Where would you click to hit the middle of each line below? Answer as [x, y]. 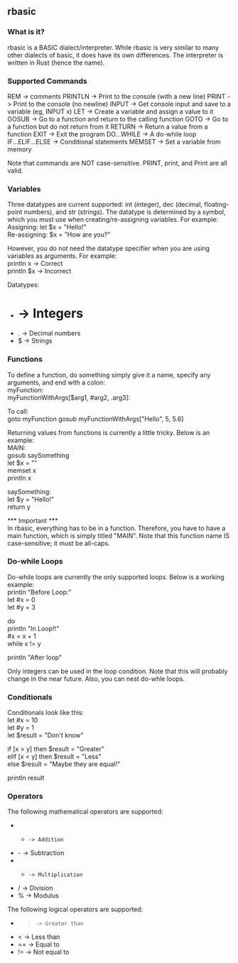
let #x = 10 [23, 720]
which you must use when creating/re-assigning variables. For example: [113, 220]
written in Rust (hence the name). [56, 63]
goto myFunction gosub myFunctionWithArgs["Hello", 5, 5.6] [96, 419]
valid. [15, 171]
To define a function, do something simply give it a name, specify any [109, 375]
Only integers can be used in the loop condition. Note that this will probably [118, 671]
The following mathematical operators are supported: [85, 812]
